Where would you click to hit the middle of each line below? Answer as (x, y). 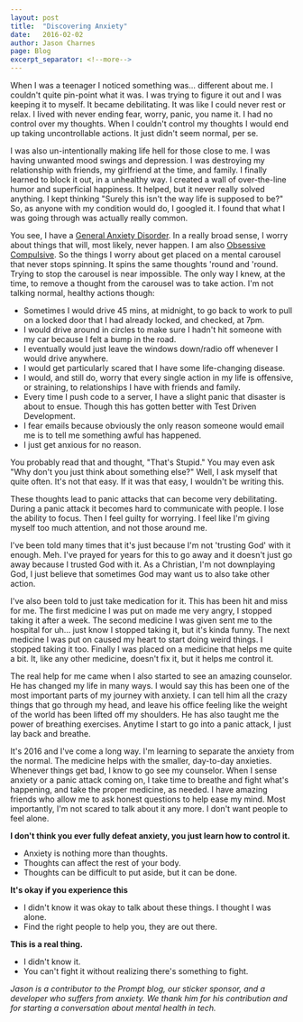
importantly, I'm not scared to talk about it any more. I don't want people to (149, 808)
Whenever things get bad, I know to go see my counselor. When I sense (144, 770)
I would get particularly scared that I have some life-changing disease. (154, 368)
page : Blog (31, 51)
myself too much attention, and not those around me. (109, 528)
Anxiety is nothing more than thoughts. (95, 853)
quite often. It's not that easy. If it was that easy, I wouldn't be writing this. (147, 481)
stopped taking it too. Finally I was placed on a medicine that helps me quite (151, 649)
